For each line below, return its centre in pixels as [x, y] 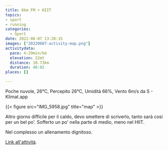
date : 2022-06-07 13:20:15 [34, 39]
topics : [14, 15]
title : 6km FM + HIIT [28, 10]
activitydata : [20, 48]
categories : [18, 29]
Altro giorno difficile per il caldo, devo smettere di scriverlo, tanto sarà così [84, 117]
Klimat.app [17, 97]
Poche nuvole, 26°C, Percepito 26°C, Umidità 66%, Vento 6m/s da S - [79, 91]
